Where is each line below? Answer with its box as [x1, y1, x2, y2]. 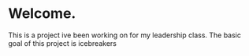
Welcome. [8, 5, 76, 23]
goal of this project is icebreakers [8, 38, 117, 47]
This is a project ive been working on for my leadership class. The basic [8, 30, 242, 40]
